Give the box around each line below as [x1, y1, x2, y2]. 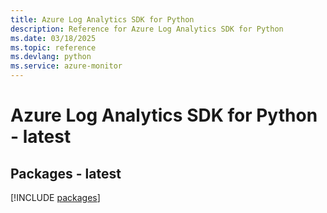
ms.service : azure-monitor [10, 61, 123, 71]
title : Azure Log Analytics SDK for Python [10, 14, 195, 25]
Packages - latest [10, 165, 122, 182]
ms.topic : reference [10, 42, 97, 53]
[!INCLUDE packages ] [10, 192, 101, 203]
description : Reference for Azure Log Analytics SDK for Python [10, 24, 284, 34]
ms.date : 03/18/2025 [10, 33, 97, 43]
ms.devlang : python [10, 52, 92, 62]
